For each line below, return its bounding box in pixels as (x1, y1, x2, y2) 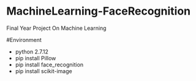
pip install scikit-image (15, 67, 72, 74)
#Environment (6, 36, 42, 43)
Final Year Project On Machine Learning (6, 24, 107, 32)
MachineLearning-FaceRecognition (6, 4, 191, 18)
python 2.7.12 (15, 48, 49, 55)
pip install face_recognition (15, 61, 84, 68)
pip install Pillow (15, 54, 56, 62)
